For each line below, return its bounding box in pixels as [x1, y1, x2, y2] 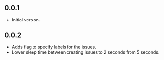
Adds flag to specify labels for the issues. [11, 44, 97, 50]
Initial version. [11, 17, 40, 22]
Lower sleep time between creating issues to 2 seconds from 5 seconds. [11, 49, 160, 55]
